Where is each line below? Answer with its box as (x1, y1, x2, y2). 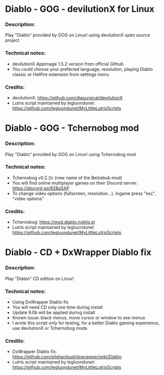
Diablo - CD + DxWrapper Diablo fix (5, 247, 152, 258)
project (5, 37, 20, 43)
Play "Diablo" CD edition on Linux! (5, 276, 74, 281)
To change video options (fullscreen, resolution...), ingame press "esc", (12, 190, 156, 196)
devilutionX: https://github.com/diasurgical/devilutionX (12, 95, 123, 101)
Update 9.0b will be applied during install (12, 309, 95, 315)
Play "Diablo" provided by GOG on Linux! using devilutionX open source (5, 32, 151, 38)
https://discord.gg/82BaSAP (12, 185, 70, 191)
